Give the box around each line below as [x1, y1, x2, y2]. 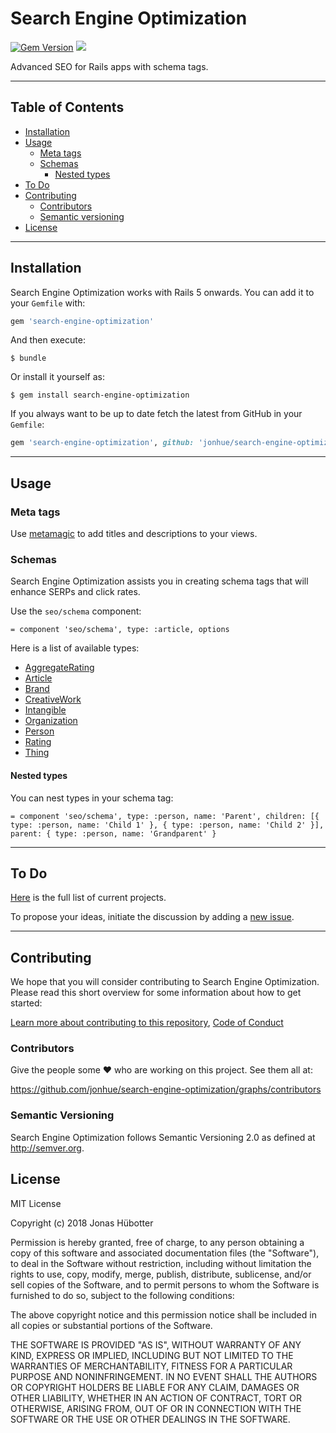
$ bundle [10, 353, 47, 364]
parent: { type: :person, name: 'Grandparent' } [10, 828, 217, 839]
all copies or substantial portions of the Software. [10, 1319, 213, 1331]
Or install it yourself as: [10, 371, 105, 383]
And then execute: [10, 334, 86, 346]
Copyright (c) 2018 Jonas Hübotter [10, 1217, 154, 1229]
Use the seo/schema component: [10, 605, 142, 617]
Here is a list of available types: [10, 642, 140, 654]
